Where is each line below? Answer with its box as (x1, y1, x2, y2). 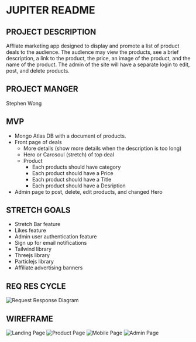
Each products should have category (32, 163, 121, 170)
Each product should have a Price (32, 169, 114, 176)
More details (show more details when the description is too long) (23, 145, 182, 152)
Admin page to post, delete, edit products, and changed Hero (14, 188, 163, 195)
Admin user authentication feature (14, 233, 97, 240)
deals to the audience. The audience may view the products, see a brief (6, 49, 179, 56)
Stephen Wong (6, 100, 42, 107)
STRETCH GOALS (6, 206, 71, 216)
